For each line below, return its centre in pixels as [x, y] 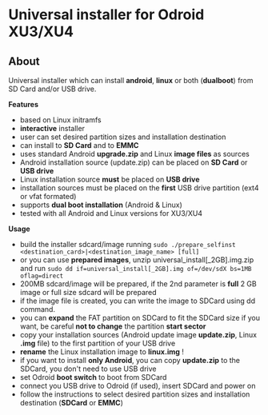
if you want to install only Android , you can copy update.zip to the [130, 360]
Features [23, 104]
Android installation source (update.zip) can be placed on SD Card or [134, 162]
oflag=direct [42, 276]
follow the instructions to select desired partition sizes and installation [135, 394]
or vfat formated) [48, 196]
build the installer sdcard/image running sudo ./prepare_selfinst [128, 244]
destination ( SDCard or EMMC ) [72, 403]
